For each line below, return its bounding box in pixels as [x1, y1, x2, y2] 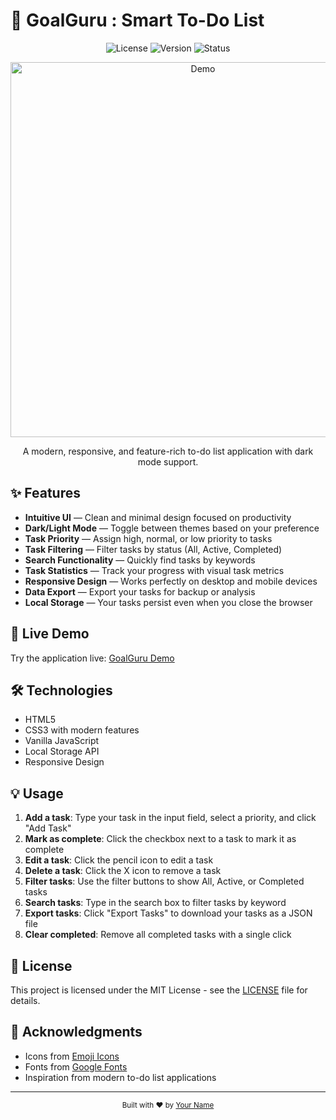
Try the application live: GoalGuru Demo [10, 652, 175, 664]
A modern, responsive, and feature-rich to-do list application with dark [22, 445, 314, 457]
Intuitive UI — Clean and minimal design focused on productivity [24, 511, 292, 523]
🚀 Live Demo [10, 625, 90, 643]
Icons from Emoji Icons [24, 1050, 120, 1062]
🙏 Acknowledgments [10, 1024, 143, 1041]
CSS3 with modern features [24, 724, 140, 736]
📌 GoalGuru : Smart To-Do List [10, 9, 265, 32]
